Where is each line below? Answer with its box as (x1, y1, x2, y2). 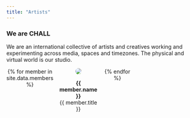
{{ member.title (59, 98, 97, 106)
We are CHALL (6, 29, 51, 37)
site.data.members (6, 74, 54, 81)
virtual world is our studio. (6, 56, 72, 63)
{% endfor (104, 68, 131, 75)
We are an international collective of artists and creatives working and (6, 43, 183, 50)
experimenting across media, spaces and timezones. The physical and (6, 50, 184, 57)
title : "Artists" (6, 9, 51, 15)
